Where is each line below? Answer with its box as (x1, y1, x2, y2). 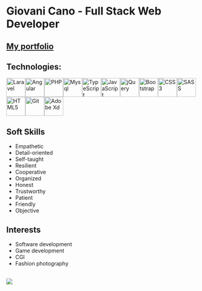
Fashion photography (15, 260, 69, 267)
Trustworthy (15, 188, 46, 195)
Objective (15, 207, 39, 214)
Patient (15, 194, 33, 201)
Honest (15, 181, 33, 189)
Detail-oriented (15, 149, 53, 157)
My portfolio (6, 41, 54, 51)
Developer (6, 17, 59, 31)
